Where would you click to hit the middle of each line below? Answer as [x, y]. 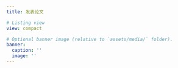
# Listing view [26, 23]
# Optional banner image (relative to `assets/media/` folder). [90, 39]
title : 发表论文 [25, 12]
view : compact [24, 28]
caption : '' [27, 51]
